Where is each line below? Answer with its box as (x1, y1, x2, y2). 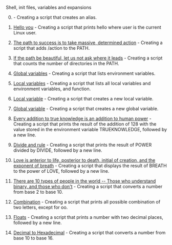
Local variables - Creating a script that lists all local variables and (13, 80, 151, 86)
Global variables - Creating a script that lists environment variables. (13, 70, 156, 76)
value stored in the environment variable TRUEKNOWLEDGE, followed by (13, 127, 167, 132)
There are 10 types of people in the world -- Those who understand (13, 178, 156, 184)
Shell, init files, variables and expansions (6, 5, 92, 10)
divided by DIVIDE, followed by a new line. (13, 147, 102, 153)
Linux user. (13, 30, 37, 35)
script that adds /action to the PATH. (13, 45, 90, 51)
